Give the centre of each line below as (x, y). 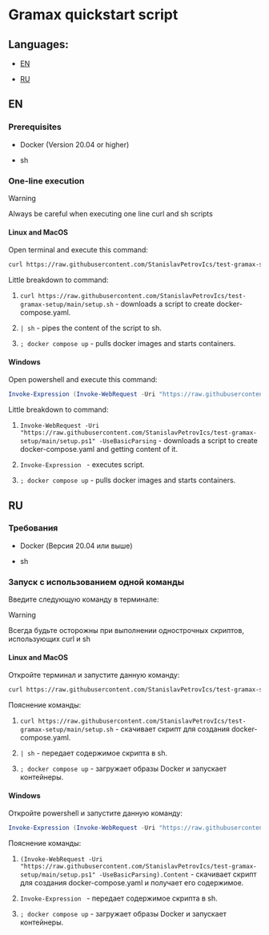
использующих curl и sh (49, 639)
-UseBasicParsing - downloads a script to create (178, 441)
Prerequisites (35, 127)
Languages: (39, 44)
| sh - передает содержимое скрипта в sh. (94, 753)
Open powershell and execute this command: (83, 380)
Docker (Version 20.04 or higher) (74, 144)
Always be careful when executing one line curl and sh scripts (111, 213)
